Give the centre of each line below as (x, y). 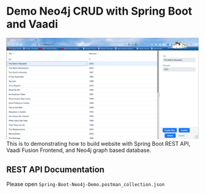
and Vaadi (32, 24)
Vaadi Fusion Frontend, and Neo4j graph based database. (79, 150)
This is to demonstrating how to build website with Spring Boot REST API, (99, 144)
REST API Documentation (56, 169)
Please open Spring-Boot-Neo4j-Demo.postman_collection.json (85, 184)
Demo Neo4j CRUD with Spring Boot (99, 11)
